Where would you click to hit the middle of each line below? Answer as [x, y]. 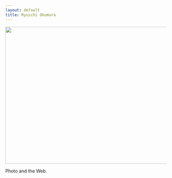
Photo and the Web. [26, 171]
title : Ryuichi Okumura [31, 15]
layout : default [23, 10]
